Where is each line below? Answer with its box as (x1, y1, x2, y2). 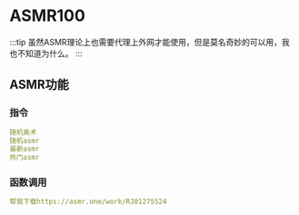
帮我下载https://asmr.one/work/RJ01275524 (9, 197, 167, 207)
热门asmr (9, 153, 40, 162)
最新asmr (9, 144, 40, 154)
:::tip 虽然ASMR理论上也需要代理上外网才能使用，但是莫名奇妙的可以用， (9, 36, 282, 47)
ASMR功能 (9, 77, 70, 93)
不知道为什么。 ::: (16, 47, 84, 59)
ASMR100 (9, 5, 86, 26)
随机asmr (9, 136, 40, 145)
